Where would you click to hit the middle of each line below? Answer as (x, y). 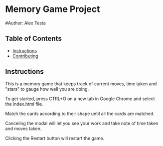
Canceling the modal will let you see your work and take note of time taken (82, 123)
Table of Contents (34, 39)
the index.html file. (24, 104)
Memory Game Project (53, 9)
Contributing (25, 56)
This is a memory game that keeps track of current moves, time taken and (81, 84)
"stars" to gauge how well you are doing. (47, 89)
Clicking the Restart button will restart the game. (55, 138)
